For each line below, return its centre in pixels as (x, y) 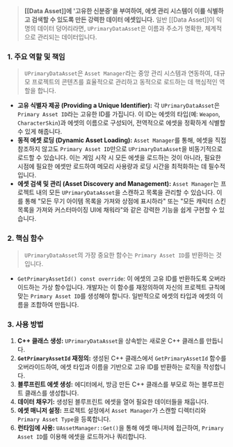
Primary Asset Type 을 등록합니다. (64, 419)
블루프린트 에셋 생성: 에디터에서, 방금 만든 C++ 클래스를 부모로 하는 (109, 384)
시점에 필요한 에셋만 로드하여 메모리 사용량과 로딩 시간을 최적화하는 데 (112, 166)
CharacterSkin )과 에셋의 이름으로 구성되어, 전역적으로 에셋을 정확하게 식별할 (121, 123)
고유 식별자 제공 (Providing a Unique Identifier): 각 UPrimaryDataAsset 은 (119, 105)
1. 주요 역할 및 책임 (36, 56)
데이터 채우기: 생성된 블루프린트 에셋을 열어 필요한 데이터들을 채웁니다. (113, 401)
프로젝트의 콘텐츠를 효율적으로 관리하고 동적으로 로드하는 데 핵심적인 (124, 82)
